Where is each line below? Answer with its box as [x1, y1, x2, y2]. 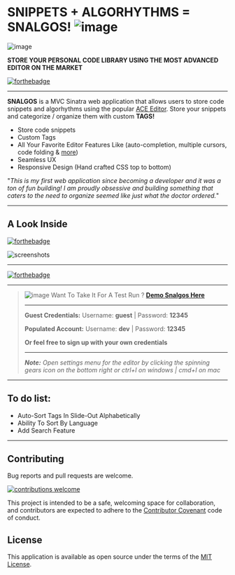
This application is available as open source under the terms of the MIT [7, 553, 212, 561]
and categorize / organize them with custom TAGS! [7, 111, 155, 120]
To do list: [7, 393, 51, 405]
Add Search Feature [17, 426, 76, 435]
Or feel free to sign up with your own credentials [24, 338, 168, 346]
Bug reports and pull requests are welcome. [7, 471, 134, 480]
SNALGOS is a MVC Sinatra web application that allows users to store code [7, 97, 225, 105]
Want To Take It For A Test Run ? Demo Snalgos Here [51, 290, 205, 299]
